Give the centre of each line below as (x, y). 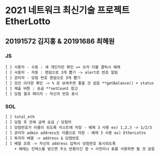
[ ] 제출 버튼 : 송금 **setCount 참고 (42, 89)
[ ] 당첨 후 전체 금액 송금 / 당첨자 (38, 122)
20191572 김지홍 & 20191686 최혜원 (60, 41)
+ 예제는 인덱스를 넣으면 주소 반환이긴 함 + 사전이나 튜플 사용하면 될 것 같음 (85, 149)
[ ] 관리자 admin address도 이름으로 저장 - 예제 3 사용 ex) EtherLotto (75, 133)
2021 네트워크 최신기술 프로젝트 (67, 10)
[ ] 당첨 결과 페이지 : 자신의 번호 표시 (42, 94)
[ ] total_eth (20, 117)
